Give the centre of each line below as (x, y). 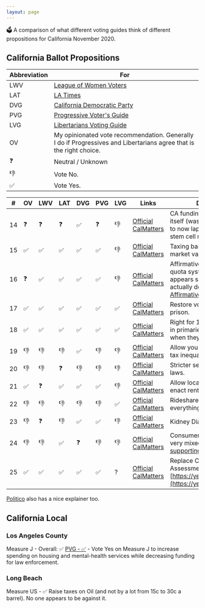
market (180, 254)
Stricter (181, 365)
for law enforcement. (33, 562)
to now (180, 229)
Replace (182, 461)
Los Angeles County (37, 535)
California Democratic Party (94, 105)
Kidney (180, 422)
